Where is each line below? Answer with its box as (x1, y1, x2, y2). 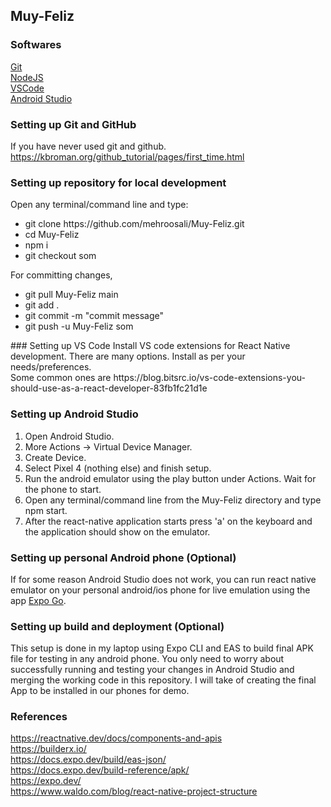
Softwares (10, 38, 62, 52)
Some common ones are (10, 372, 112, 384)
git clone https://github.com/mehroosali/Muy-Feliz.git (24, 218, 245, 230)
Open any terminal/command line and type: (10, 199, 189, 211)
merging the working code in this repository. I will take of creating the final (10, 674, 317, 686)
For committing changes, (10, 269, 113, 281)
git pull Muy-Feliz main (24, 289, 119, 301)
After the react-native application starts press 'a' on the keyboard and (24, 515, 313, 527)
